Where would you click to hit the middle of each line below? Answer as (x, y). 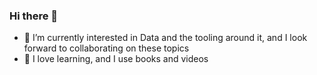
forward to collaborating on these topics (106, 48)
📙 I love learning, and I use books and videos (116, 59)
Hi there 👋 (34, 16)
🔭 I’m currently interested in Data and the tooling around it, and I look (165, 38)
